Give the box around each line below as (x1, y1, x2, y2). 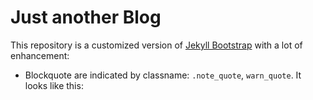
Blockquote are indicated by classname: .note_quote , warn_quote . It (24, 69, 302, 81)
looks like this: (24, 79, 84, 91)
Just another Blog (10, 6, 162, 29)
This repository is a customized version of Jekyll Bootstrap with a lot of (10, 39, 303, 51)
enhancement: (10, 49, 70, 61)
